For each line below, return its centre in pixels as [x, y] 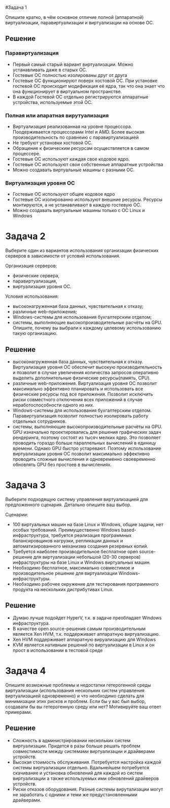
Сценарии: [17, 514]
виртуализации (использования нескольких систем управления [75, 690]
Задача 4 [26, 671]
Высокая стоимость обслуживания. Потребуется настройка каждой [87, 762]
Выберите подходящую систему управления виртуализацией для [77, 499]
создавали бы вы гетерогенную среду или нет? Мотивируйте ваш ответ [83, 707]
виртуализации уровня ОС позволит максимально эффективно [81, 454]
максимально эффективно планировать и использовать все [78, 389]
